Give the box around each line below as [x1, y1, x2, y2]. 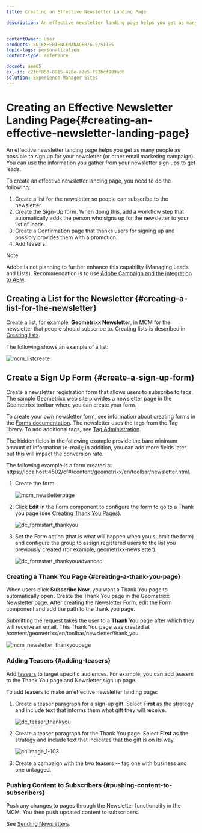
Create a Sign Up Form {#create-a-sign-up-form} [6, 372, 195, 382]
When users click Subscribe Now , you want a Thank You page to [6, 586, 168, 593]
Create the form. [14, 480, 56, 487]
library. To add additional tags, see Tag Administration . [6, 426, 141, 433]
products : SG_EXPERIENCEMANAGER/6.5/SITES [6, 42, 114, 48]
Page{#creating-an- [50, 113, 153, 127]
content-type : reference [6, 52, 69, 59]
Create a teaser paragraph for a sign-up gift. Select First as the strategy [14, 700, 194, 707]
